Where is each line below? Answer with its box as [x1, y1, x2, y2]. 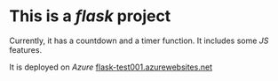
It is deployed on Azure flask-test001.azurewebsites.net [9, 62, 213, 72]
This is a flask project [9, 6, 171, 26]
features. [9, 44, 43, 55]
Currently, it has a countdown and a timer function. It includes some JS [9, 35, 269, 46]
